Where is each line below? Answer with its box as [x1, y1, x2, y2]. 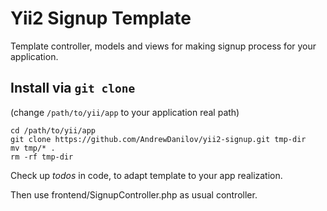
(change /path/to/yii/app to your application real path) [10, 106, 240, 118]
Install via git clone [10, 80, 136, 97]
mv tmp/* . [10, 143, 56, 153]
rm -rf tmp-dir [10, 152, 74, 162]
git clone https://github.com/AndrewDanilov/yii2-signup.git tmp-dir [10, 134, 307, 144]
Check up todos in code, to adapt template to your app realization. [10, 169, 283, 181]
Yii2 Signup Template [10, 7, 192, 30]
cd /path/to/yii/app [10, 125, 97, 136]
